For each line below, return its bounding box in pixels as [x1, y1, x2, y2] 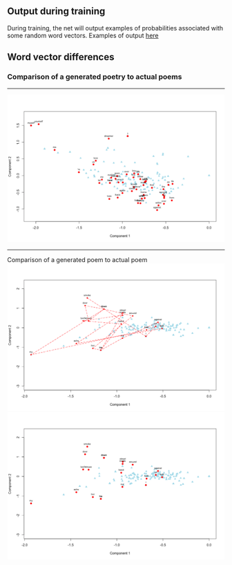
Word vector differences [7, 51, 115, 63]
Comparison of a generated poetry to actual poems [7, 72, 182, 82]
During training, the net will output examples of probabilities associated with [7, 24, 224, 32]
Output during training [7, 6, 106, 17]
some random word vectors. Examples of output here [7, 31, 159, 39]
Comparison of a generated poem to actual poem [7, 255, 148, 263]
